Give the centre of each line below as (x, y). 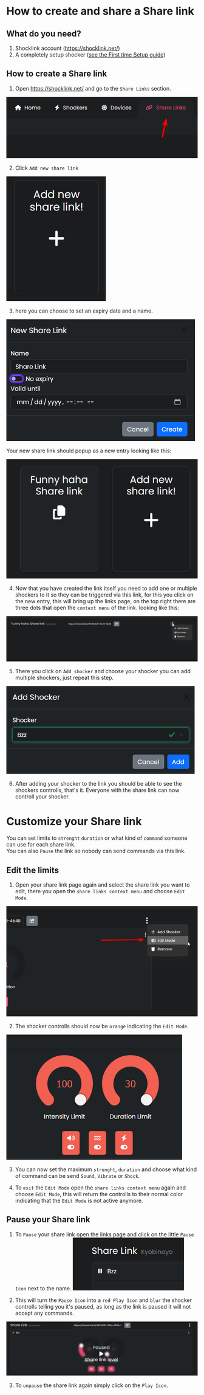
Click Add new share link (47, 168)
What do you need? (44, 34)
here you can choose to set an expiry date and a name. (84, 311)
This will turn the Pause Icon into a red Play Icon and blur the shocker (104, 1300)
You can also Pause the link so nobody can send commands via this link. (96, 851)
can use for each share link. (41, 845)
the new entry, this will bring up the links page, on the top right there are (105, 601)
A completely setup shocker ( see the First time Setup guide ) (90, 55)
